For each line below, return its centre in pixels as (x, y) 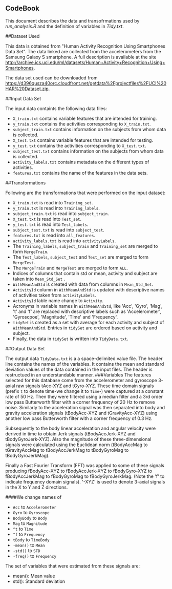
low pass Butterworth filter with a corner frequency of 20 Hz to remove (80, 402)
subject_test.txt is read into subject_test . (59, 229)
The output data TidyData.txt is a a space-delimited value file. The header (84, 359)
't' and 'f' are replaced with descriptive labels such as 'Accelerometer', (87, 311)
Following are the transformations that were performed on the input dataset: (85, 193)
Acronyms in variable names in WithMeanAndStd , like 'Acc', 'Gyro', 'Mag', (88, 306)
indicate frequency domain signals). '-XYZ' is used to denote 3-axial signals (85, 481)
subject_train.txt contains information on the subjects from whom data (89, 129)
